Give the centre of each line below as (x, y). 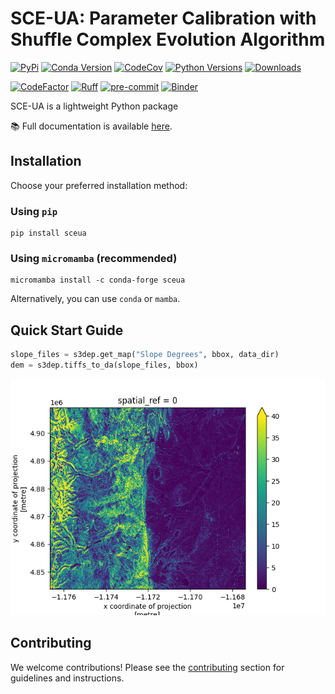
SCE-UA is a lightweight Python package (94, 106)
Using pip (34, 211)
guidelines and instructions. (67, 678)
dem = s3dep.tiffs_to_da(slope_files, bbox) (104, 365)
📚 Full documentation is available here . (91, 126)
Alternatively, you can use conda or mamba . (95, 299)
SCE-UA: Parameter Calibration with (163, 18)
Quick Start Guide (67, 330)
